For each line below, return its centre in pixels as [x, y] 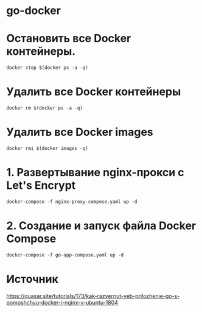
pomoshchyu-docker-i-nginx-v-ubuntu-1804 [62, 302]
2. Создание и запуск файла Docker [101, 226]
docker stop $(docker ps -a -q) [47, 68]
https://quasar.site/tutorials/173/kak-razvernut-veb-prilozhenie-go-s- [93, 296]
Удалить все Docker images [80, 132]
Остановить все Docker [69, 39]
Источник [33, 279]
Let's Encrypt [41, 186]
